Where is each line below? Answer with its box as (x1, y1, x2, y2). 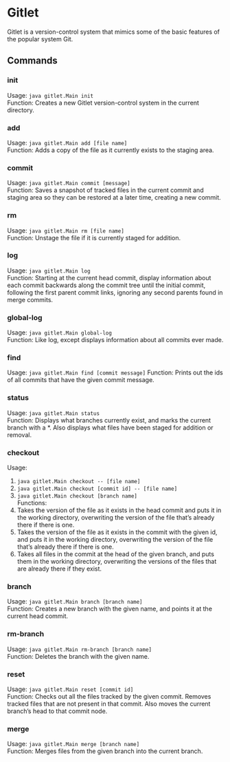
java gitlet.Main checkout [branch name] (16, 493, 137, 500)
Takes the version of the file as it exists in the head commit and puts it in (16, 506, 222, 514)
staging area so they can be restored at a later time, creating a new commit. (7, 193, 221, 202)
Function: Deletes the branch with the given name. (7, 652, 150, 660)
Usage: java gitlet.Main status (7, 408, 100, 417)
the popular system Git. (7, 34, 73, 43)
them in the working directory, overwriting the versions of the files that (16, 558, 217, 565)
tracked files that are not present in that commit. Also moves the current (7, 699, 211, 708)
